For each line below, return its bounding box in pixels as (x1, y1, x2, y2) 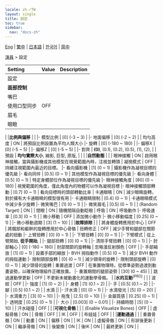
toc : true (5, 20, 25, 26)
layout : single (5, 12, 36, 17)
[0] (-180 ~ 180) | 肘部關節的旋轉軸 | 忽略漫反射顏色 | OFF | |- (21, 244, 145, 250)
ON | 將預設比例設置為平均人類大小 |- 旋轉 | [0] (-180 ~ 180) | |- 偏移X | (13, 140, 155, 146)
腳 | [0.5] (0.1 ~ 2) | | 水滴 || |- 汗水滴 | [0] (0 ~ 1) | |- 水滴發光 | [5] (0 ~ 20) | (5, 287, 156, 293)
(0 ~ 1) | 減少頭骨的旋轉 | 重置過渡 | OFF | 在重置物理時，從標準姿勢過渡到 (5, 262, 152, 268)
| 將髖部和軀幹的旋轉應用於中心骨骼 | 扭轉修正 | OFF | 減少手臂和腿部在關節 (5, 226, 156, 232)
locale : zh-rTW (5, 7, 36, 12)
